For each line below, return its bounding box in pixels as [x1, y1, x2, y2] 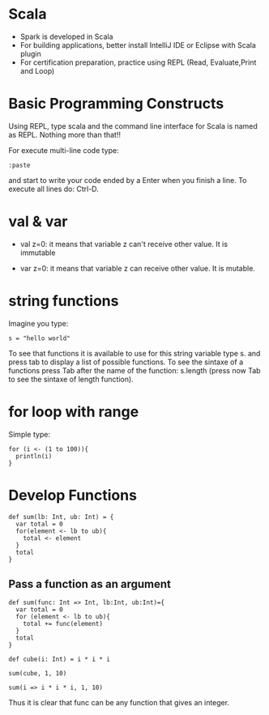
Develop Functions [8, 486, 138, 504]
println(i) [15, 452, 53, 460]
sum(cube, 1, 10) [8, 670, 67, 678]
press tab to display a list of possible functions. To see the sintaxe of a [8, 357, 244, 367]
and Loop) [19, 66, 55, 75]
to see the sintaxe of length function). [8, 374, 134, 384]
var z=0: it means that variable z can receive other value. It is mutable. [19, 263, 255, 273]
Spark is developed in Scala [19, 32, 113, 41]
